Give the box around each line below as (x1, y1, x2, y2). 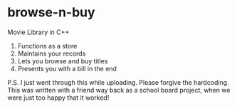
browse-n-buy (7, 4, 95, 21)
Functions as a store (17, 41, 78, 50)
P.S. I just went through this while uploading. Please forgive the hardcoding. (7, 78, 229, 86)
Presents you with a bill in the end (17, 64, 117, 73)
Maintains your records (17, 49, 86, 58)
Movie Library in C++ (7, 28, 70, 36)
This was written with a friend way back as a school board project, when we (7, 85, 231, 94)
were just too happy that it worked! (7, 93, 110, 102)
